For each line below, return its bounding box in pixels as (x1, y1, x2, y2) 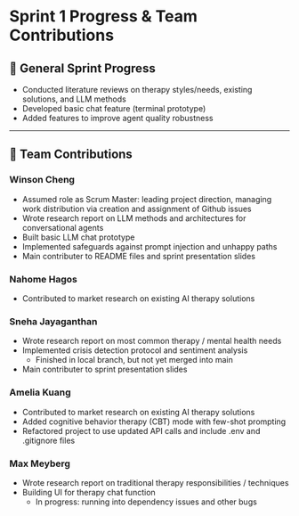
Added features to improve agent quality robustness (21, 113, 214, 123)
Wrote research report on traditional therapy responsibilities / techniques (21, 477, 289, 487)
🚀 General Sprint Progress (9, 61, 156, 76)
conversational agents (21, 222, 104, 233)
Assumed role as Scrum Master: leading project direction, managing (21, 193, 272, 204)
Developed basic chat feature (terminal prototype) (21, 103, 206, 113)
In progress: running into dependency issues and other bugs (35, 496, 258, 507)
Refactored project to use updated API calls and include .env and (21, 425, 261, 436)
